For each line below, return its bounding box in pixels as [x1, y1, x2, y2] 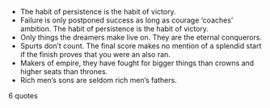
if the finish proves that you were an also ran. [19, 50, 171, 59]
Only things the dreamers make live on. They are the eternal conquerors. [19, 32, 263, 42]
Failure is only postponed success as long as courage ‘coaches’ [19, 15, 234, 25]
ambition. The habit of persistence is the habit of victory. [19, 24, 209, 33]
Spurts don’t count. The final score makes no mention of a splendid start [19, 41, 262, 51]
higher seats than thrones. [19, 67, 108, 76]
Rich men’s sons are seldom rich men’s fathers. [19, 76, 178, 85]
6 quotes [8, 91, 38, 100]
